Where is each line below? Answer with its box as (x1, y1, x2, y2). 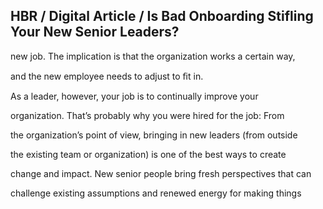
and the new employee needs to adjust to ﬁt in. (10, 70, 204, 82)
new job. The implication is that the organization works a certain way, (10, 50, 296, 62)
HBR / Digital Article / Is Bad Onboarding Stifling (10, 8, 314, 25)
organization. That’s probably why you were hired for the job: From (10, 109, 285, 121)
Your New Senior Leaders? (10, 24, 180, 41)
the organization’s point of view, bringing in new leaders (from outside (10, 129, 298, 141)
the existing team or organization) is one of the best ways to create (10, 148, 287, 160)
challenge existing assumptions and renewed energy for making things (10, 187, 302, 199)
